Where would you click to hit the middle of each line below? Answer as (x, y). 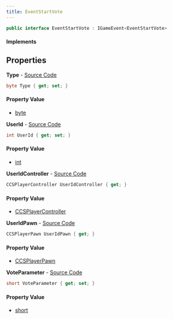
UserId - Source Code (34, 124)
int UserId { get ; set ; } (38, 135)
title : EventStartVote (34, 12)
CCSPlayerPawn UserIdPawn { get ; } (51, 234)
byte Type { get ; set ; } (37, 86)
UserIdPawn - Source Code (41, 223)
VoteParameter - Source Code (44, 272)
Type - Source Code (31, 75)
